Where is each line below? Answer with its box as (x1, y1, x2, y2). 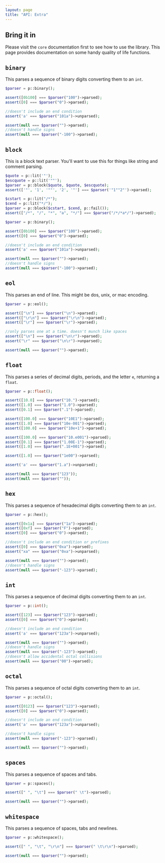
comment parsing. (5, 163, 43, 169)
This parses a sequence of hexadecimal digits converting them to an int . (5, 502, 156, 508)
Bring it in (5, 31, 36, 39)
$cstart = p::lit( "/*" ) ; (5, 196, 57, 202)
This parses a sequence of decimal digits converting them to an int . (5, 594, 147, 600)
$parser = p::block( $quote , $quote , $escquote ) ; (5, 183, 109, 188)
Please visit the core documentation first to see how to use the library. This (5, 44, 160, 50)
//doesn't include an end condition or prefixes (5, 540, 109, 545)
